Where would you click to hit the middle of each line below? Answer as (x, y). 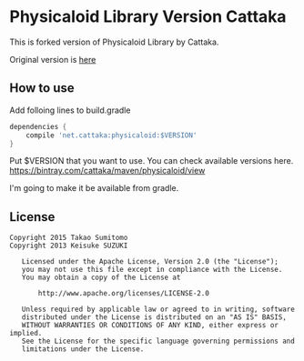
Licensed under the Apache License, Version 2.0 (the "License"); (150, 262)
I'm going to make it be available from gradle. (94, 188)
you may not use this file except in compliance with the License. (152, 270)
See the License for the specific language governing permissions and (158, 341)
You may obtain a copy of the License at (101, 278)
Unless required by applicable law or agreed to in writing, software (158, 310)
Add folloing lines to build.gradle (70, 110)
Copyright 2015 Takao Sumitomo (69, 238)
